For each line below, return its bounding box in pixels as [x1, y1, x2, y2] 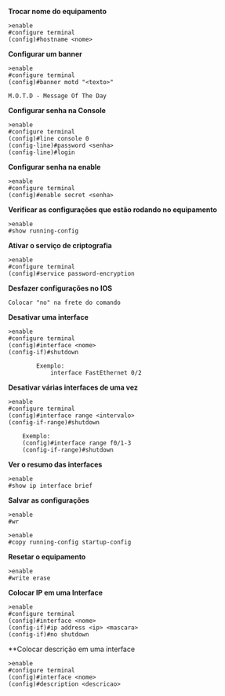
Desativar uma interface [8, 313, 89, 321]
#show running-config [8, 227, 79, 235]
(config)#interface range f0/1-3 [22, 439, 132, 447]
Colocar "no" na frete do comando [8, 299, 122, 306]
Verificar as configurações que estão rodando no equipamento [8, 205, 218, 214]
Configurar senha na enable [8, 163, 101, 171]
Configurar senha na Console [8, 106, 106, 115]
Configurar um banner [8, 49, 82, 58]
